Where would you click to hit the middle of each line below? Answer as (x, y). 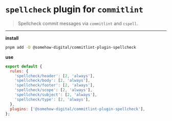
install (12, 38)
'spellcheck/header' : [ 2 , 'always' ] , (55, 76)
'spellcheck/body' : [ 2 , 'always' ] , (52, 81)
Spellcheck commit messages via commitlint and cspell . (78, 23)
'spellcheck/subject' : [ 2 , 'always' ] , (56, 95)
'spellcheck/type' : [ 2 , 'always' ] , (52, 99)
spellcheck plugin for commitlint (74, 9)
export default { (24, 66)
